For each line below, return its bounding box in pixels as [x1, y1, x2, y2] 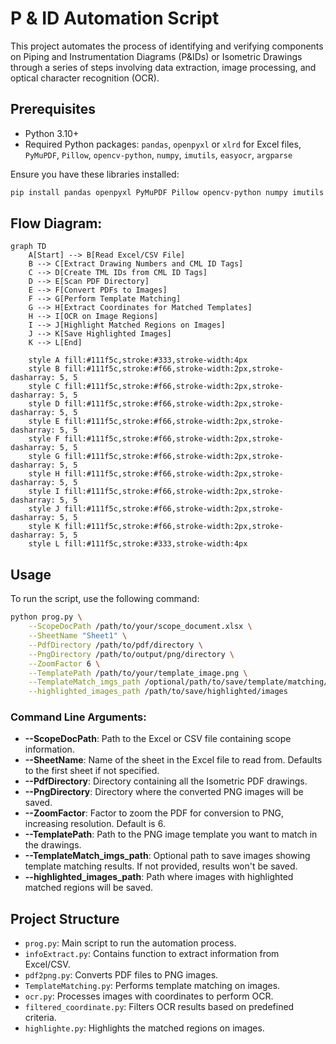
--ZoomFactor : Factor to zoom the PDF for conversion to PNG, [24, 807, 285, 819]
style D [28, 399, 60, 409]
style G [28, 452, 60, 462]
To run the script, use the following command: [10, 593, 200, 605]
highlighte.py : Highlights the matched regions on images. [24, 1022, 265, 1034]
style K [28, 522, 60, 532]
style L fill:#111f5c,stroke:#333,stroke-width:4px [28, 539, 248, 549]
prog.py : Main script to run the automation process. [24, 937, 237, 949]
